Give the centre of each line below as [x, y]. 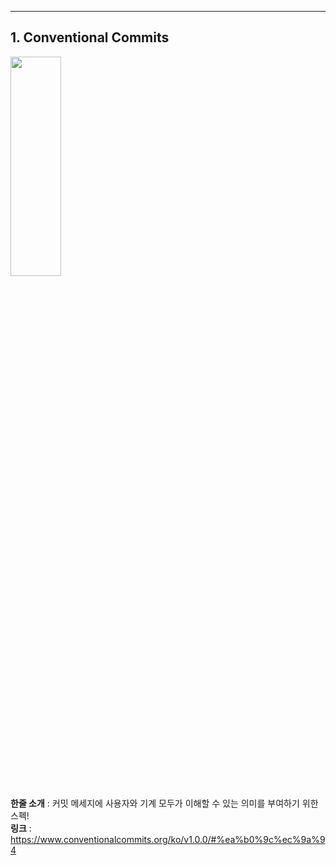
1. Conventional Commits [90, 37]
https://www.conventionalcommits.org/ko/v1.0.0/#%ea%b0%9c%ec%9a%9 [168, 839]
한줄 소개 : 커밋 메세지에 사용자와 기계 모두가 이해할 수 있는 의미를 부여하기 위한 [164, 803]
